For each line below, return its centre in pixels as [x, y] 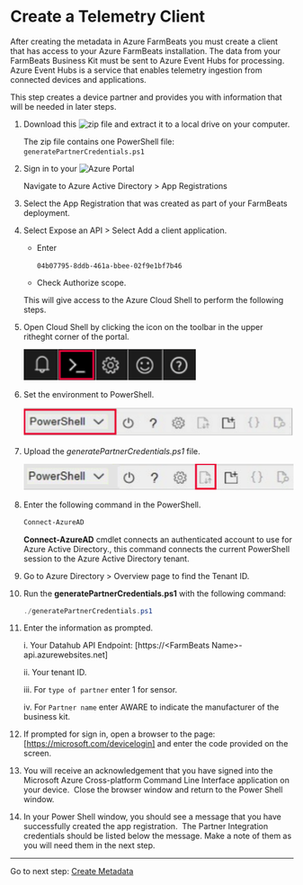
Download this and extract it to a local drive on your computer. [156, 124]
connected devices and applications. [78, 79]
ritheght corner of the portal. [76, 336]
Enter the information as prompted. [88, 628]
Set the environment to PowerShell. [89, 394]
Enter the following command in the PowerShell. [112, 505]
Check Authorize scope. [81, 282]
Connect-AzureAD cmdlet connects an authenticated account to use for [158, 539]
